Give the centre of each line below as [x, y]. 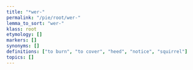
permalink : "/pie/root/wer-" [44, 18]
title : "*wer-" [26, 12]
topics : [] [20, 57]
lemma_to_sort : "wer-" [35, 23]
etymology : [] [25, 35]
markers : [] [21, 40]
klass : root [21, 29]
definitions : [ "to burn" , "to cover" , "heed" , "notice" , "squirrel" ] [97, 52]
